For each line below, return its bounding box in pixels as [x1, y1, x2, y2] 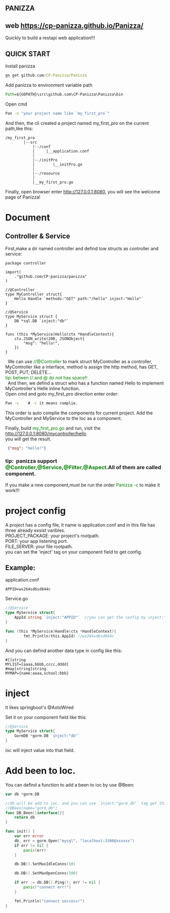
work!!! [5, 487, 20, 493]
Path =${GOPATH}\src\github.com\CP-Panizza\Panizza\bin [5, 91, 123, 97]
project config [5, 505, 66, 516]
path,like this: [5, 125, 33, 132]
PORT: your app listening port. [5, 538, 68, 544]
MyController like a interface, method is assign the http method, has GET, [5, 364, 158, 370]
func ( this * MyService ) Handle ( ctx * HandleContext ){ [5, 629, 116, 634]
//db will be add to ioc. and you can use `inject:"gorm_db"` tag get [5, 801, 157, 806]
